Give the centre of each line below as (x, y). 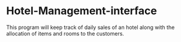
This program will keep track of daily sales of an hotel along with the (90, 27)
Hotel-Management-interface (82, 11)
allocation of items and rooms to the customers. (65, 33)
